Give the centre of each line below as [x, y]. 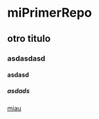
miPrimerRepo [50, 13]
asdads [18, 90]
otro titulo [29, 39]
